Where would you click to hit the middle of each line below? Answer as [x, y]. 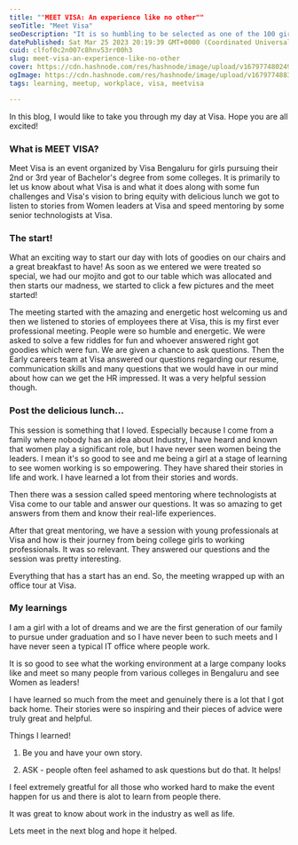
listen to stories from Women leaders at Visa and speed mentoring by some [147, 206]
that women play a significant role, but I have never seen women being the [145, 449]
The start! [31, 238]
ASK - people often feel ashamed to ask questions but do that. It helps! [151, 770]
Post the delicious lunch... [67, 411]
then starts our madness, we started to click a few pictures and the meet [142, 286]
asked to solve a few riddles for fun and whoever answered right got [134, 340]
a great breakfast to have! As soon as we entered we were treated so [135, 267]
